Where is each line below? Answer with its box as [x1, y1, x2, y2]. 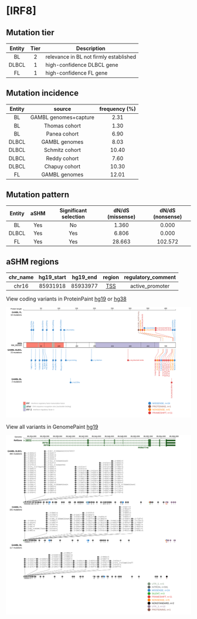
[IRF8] [6, 4, 37, 18]
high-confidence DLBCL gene [45, 62, 118, 68]
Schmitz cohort [43, 147, 81, 154]
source [53, 106, 72, 113]
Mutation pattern [6, 190, 69, 199]
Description [76, 45, 106, 52]
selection [61, 213, 85, 220]
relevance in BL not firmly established [45, 53, 137, 60]
